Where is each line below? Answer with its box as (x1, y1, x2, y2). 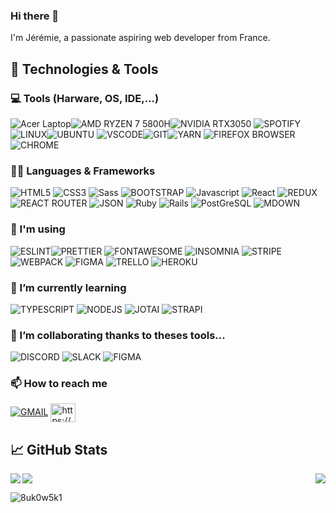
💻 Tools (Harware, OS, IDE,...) (10, 91, 160, 105)
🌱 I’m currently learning (10, 280, 127, 294)
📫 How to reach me (10, 377, 108, 391)
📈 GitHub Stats (10, 441, 108, 458)
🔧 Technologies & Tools (10, 60, 159, 78)
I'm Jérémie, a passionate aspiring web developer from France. (10, 32, 271, 44)
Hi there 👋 (10, 9, 60, 23)
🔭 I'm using (10, 222, 66, 236)
